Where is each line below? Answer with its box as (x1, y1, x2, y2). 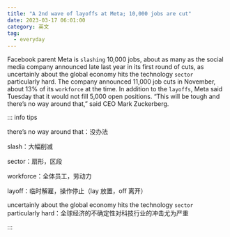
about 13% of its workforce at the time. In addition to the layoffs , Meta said (7, 85, 223, 93)
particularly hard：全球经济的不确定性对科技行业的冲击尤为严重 (7, 209, 190, 217)
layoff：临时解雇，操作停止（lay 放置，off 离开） (7, 187, 147, 195)
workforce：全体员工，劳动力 (7, 172, 92, 181)
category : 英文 (7, 23, 49, 30)
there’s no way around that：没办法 (7, 128, 108, 136)
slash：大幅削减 (7, 142, 54, 151)
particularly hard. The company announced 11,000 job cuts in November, (7, 77, 216, 86)
